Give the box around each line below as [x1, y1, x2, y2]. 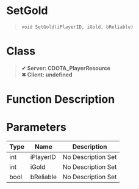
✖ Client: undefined [21, 71, 73, 78]
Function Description [6, 92, 115, 106]
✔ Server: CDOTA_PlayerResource [21, 64, 111, 72]
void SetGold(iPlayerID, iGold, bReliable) [21, 24, 134, 30]
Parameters [6, 120, 67, 135]
